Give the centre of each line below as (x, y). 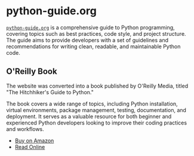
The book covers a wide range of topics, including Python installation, (92, 104)
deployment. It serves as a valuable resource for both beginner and (89, 116)
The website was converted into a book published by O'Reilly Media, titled (97, 86)
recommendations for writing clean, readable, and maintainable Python (93, 46)
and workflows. (25, 129)
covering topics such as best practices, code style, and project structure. (96, 33)
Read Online (30, 146)
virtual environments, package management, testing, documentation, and (96, 110)
